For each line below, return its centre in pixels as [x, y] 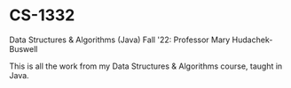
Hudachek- [252, 40]
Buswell [24, 48]
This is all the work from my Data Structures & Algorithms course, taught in [146, 66]
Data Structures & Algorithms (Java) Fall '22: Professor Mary [120, 40]
